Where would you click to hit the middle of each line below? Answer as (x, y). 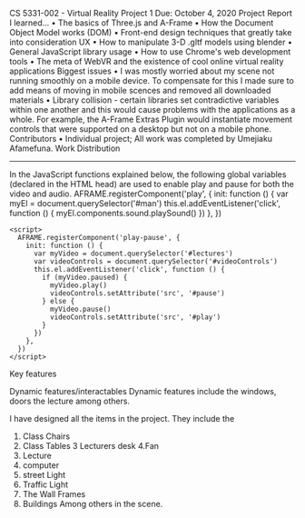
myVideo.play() (78, 285)
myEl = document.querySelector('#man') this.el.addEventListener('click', (145, 203)
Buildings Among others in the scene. (93, 504)
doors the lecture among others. (69, 401)
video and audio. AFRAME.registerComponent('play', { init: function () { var (149, 194)
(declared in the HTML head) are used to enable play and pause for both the (152, 184)
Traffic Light (45, 484)
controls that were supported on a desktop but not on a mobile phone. (141, 129)
